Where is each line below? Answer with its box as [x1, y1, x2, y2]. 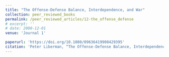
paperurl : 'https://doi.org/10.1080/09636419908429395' [5, 39, 125, 45]
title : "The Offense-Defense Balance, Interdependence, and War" [5, 7, 145, 12]
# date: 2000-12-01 [5, 26, 46, 31]
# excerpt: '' [5, 21, 35, 26]
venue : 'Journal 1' [5, 30, 46, 35]
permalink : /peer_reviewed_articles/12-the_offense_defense [5, 16, 134, 21]
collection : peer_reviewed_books [5, 12, 75, 17]
